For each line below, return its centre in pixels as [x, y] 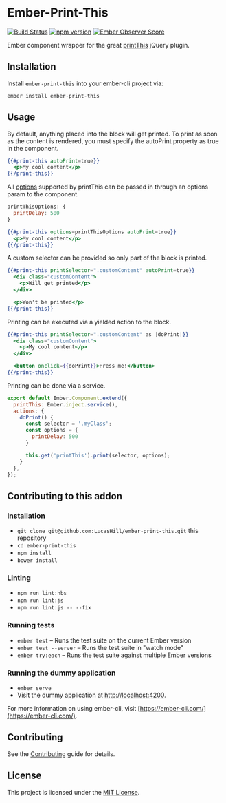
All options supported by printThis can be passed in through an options [108, 187]
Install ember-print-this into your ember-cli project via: [85, 83]
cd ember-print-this [46, 546]
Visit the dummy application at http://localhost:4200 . [91, 695]
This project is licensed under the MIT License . [74, 792]
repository [32, 538]
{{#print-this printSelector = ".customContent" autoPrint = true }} [101, 271]
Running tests [31, 625]
